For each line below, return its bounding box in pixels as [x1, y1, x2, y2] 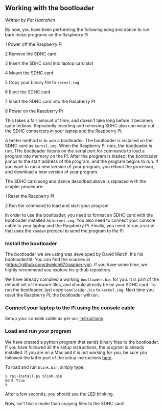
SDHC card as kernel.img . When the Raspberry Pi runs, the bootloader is [5, 143, 153, 148]
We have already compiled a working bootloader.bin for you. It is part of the [5, 276, 159, 282]
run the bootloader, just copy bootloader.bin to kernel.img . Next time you [5, 287, 154, 293]
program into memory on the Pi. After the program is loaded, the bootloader [5, 153, 158, 159]
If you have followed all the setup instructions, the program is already [5, 344, 144, 350]
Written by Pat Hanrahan [5, 17, 55, 23]
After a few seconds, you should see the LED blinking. [5, 391, 114, 397]
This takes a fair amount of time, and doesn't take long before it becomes [5, 117, 153, 123]
